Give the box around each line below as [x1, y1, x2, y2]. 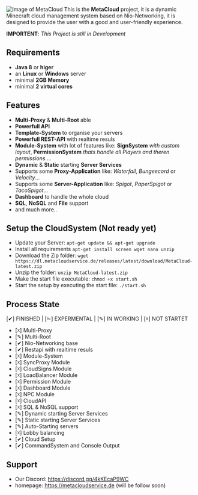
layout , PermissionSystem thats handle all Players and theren [14, 148, 170, 155]
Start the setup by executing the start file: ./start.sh [14, 282, 146, 289]
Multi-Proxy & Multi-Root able [14, 116, 91, 123]
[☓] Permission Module [14, 378, 71, 385]
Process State [6, 299, 60, 310]
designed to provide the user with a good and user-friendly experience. [6, 19, 183, 25]
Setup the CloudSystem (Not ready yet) [6, 223, 157, 234]
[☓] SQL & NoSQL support [14, 403, 79, 411]
